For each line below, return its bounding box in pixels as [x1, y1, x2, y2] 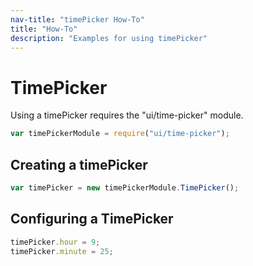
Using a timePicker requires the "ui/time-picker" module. [10, 109, 244, 121]
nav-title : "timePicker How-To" [10, 14, 145, 25]
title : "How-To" [10, 24, 78, 34]
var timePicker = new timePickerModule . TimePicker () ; [10, 183, 240, 193]
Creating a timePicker [10, 156, 148, 173]
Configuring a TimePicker [10, 211, 174, 228]
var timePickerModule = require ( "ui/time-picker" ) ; [10, 129, 230, 139]
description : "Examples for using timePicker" [10, 33, 208, 43]
